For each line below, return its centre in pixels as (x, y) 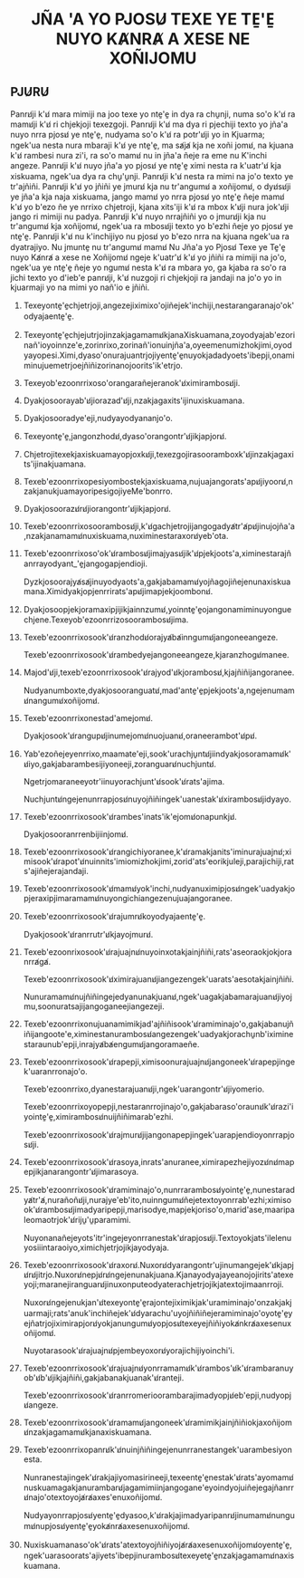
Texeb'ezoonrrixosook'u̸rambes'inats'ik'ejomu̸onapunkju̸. (130, 817)
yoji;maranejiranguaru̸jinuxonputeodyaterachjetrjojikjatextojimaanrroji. (153, 1284)
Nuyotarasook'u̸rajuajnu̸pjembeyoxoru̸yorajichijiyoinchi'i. (129, 1351)
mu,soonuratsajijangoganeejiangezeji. (94, 1006)
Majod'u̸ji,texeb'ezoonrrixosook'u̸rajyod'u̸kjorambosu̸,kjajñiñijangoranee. (159, 672)
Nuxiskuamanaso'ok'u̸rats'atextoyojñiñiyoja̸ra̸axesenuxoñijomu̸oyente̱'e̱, (157, 1544)
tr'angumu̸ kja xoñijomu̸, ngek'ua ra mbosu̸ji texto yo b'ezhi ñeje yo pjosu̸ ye (152, 226)
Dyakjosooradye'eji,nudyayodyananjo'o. (98, 418)
